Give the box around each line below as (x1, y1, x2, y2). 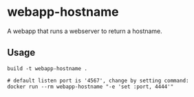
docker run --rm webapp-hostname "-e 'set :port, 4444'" (7, 83, 174, 90)
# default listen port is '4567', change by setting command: (7, 77, 189, 84)
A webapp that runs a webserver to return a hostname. (7, 27, 163, 35)
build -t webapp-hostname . (7, 65, 88, 72)
